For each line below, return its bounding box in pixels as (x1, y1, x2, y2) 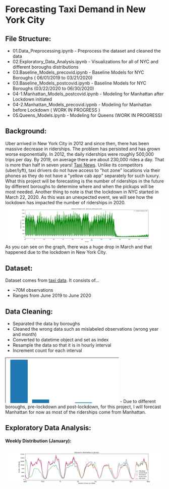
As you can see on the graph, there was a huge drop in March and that (5, 244, 152, 250)
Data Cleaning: (5, 307, 53, 316)
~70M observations (12, 287, 53, 293)
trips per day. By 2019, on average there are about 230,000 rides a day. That (5, 156, 164, 162)
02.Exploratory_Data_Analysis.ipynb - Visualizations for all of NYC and (12, 59, 159, 64)
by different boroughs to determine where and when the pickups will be (5, 183, 154, 189)
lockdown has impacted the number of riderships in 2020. (5, 199, 126, 205)
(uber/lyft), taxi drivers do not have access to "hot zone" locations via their (5, 167, 160, 173)
